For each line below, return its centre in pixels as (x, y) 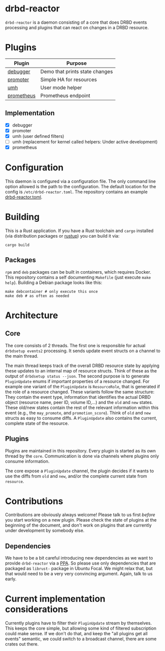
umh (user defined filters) (38, 136)
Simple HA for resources (68, 80)
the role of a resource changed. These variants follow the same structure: (80, 392)
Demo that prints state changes (77, 71)
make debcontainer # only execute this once (51, 291)
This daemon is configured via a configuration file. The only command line (81, 181)
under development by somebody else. (45, 530)
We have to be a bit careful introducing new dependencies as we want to (79, 558)
